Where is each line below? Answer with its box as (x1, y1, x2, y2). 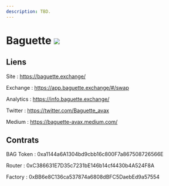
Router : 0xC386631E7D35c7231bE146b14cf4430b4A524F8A (6, 162, 154, 169)
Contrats (6, 136, 39, 146)
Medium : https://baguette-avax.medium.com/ (6, 118, 118, 125)
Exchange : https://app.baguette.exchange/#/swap (6, 84, 129, 91)
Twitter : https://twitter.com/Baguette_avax (6, 107, 110, 114)
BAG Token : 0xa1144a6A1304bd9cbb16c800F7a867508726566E (6, 151, 164, 158)
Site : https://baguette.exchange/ (6, 73, 86, 80)
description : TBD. (6, 8, 51, 15)
